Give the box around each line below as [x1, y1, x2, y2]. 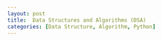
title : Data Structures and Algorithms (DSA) [7, 17, 147, 24]
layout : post [7, 10, 46, 17]
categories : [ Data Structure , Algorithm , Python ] [7, 23, 156, 30]
